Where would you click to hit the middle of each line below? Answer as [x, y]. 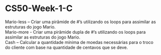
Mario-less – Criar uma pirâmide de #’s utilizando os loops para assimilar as [80, 22]
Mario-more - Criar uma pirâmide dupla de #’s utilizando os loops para [75, 32]
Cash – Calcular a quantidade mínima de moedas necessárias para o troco [79, 42]
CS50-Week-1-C [39, 8]
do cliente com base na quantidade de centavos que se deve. [66, 47]
